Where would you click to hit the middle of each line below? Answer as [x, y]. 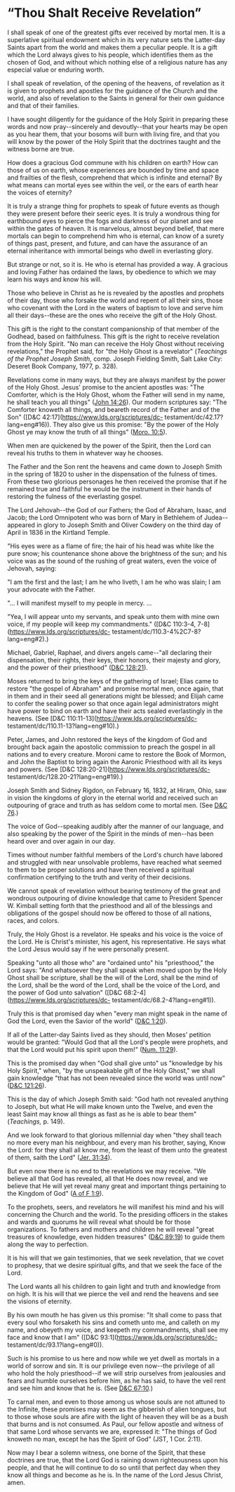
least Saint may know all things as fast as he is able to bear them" [102, 1114]
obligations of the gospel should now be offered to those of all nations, [109, 913]
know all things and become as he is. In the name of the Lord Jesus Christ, [115, 1474]
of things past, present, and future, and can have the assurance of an [108, 243]
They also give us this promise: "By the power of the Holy [136, 424]
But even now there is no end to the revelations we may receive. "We [107, 1171]
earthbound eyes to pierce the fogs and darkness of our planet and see [110, 221]
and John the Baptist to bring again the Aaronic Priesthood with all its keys [115, 761]
